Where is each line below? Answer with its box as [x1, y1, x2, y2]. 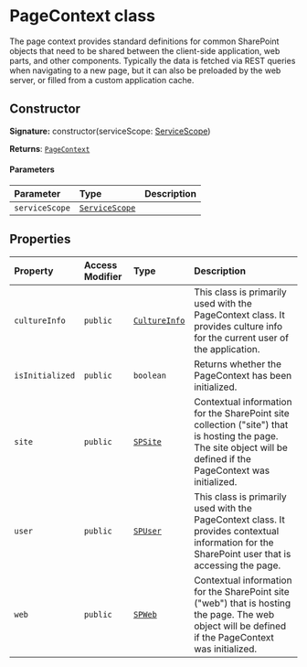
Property [14, 264, 54, 277]
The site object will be [193, 441, 288, 454]
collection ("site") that [193, 418, 289, 431]
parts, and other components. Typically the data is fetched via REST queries [9, 55, 296, 66]
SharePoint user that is [193, 547, 291, 560]
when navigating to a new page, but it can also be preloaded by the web [9, 65, 281, 76]
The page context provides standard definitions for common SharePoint [9, 36, 280, 47]
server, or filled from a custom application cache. [9, 74, 195, 85]
